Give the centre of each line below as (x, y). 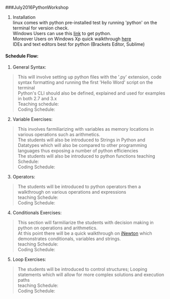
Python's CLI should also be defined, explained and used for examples (92, 93)
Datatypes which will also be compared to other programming (82, 145)
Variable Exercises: (32, 119)
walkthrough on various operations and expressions (72, 192)
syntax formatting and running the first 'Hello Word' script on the (85, 82)
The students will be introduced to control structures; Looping (82, 270)
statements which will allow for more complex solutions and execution (91, 275)
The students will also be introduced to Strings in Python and (81, 140)
